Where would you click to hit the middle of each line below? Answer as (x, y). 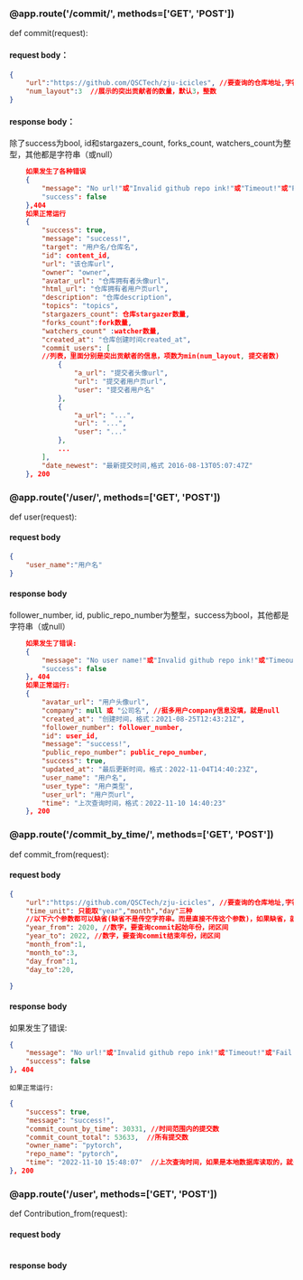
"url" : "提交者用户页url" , (120, 382)
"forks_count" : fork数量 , (87, 322)
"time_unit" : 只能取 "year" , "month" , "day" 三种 (109, 911)
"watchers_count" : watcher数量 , (101, 331)
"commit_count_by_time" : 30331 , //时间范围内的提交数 (122, 1129)
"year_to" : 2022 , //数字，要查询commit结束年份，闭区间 (123, 936)
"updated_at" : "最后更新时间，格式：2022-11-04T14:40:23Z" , (150, 770)
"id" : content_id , (76, 256)
